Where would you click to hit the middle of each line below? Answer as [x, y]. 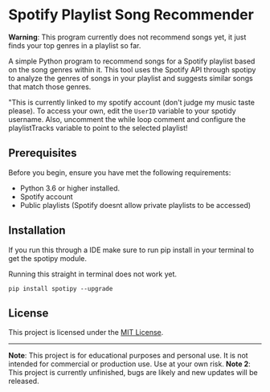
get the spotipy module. [47, 258]
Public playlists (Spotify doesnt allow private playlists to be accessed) [135, 205]
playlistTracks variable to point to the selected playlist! [98, 128]
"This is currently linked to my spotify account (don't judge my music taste [132, 102]
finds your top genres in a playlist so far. [75, 45]
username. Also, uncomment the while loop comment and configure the [127, 119]
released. [24, 381]
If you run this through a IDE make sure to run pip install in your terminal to [131, 250]
